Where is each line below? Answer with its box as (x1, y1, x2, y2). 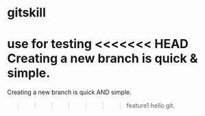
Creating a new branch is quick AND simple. (7, 88, 132, 97)
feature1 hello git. (126, 102, 175, 110)
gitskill (7, 5, 47, 21)
